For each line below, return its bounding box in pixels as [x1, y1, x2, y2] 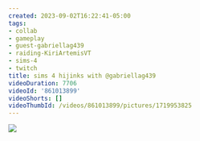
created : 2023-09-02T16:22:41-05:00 [8, 11, 131, 20]
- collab [8, 27, 38, 35]
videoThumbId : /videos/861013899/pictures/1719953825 [8, 102, 193, 110]
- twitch [8, 64, 38, 73]
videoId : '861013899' [8, 86, 81, 95]
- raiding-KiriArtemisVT [8, 49, 92, 57]
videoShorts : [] [8, 94, 63, 102]
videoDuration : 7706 [8, 79, 78, 87]
